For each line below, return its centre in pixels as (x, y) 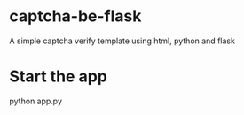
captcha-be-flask (75, 16)
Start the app (59, 77)
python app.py (36, 101)
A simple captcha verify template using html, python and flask (122, 41)
